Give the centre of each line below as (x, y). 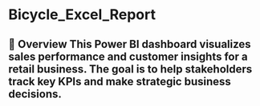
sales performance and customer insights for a (128, 56)
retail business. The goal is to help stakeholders (130, 69)
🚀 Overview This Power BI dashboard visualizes (130, 44)
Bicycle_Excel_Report (82, 15)
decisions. (35, 94)
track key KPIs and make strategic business (120, 81)
